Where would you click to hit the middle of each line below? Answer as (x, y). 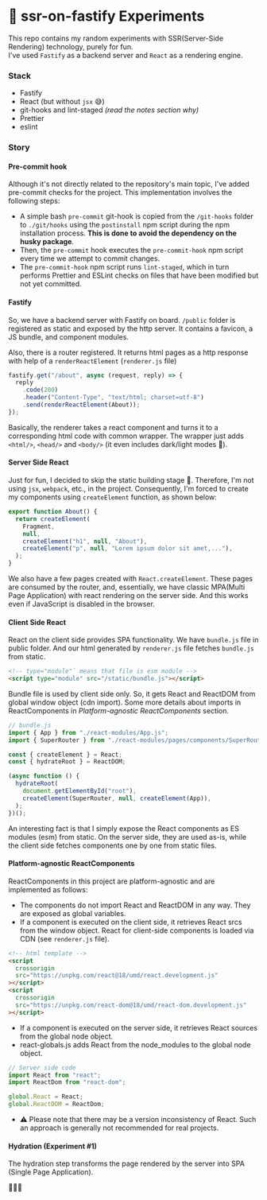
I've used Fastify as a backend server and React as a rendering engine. (126, 55)
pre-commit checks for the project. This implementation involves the (120, 192)
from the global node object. (66, 1036)
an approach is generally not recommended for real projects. (119, 1128)
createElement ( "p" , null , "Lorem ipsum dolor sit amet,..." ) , (128, 549)
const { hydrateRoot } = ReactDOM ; (67, 762)
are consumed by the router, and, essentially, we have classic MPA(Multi (127, 587)
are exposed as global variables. (73, 913)
